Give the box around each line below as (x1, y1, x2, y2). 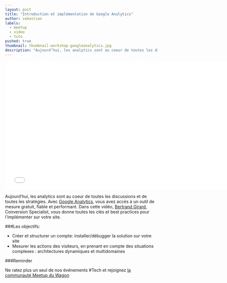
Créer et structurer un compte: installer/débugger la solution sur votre (12, 233, 152, 238)
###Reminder (5, 258, 32, 264)
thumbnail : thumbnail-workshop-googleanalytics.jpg (5, 43, 112, 48)
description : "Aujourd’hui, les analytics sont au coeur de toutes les (5, 48, 153, 52)
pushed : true (5, 39, 32, 44)
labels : (5, 20, 21, 26)
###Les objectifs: (5, 223, 40, 229)
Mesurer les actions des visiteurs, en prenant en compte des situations (12, 243, 154, 249)
